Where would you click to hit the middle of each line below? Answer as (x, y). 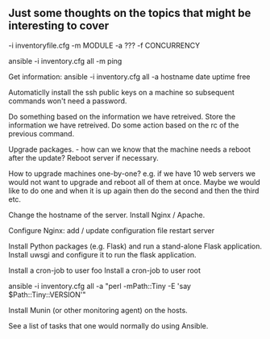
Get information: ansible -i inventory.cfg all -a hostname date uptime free (129, 77)
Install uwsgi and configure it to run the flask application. (102, 254)
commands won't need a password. (68, 101)
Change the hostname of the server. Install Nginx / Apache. (107, 215)
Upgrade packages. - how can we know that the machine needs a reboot (130, 149)
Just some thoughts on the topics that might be (130, 13)
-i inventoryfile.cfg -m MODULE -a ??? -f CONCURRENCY (104, 45)
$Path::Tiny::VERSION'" (47, 295)
